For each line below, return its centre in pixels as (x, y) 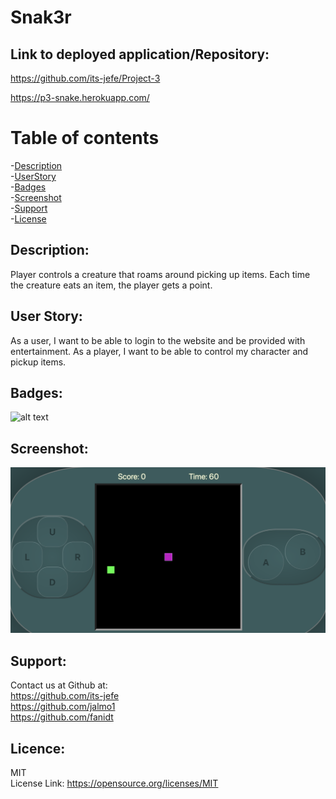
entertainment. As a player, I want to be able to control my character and (159, 351)
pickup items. (38, 362)
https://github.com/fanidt (62, 717)
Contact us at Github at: (59, 685)
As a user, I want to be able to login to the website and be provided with (158, 340)
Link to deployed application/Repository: (140, 54)
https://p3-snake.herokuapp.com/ (80, 97)
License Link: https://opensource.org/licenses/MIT (114, 783)
